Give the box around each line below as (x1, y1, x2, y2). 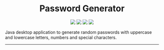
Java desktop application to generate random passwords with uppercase (5, 29, 152, 35)
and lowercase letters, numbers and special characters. (5, 34, 117, 40)
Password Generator (39, 3, 125, 14)
